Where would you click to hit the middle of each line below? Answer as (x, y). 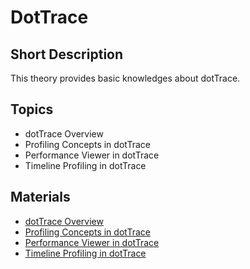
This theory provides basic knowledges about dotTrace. (125, 78)
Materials (40, 197)
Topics (32, 109)
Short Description (67, 54)
